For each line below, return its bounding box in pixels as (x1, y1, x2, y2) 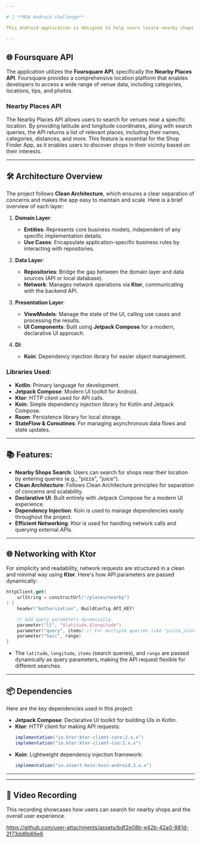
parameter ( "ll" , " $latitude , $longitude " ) (17, 622, 121, 628)
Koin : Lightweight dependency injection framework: (14, 751, 143, 758)
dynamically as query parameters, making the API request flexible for (14, 656, 185, 663)
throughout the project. (14, 513, 72, 520)
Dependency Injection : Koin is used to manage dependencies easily (14, 507, 184, 514)
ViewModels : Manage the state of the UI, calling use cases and (23, 311, 181, 318)
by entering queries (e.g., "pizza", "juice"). (14, 475, 120, 482)
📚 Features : (6, 450, 53, 460)
